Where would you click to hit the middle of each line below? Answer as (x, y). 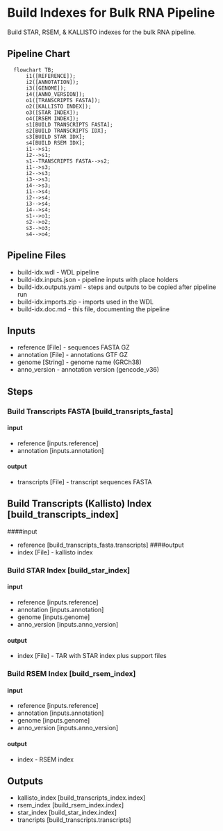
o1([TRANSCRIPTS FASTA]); (63, 100)
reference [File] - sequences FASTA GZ (73, 347)
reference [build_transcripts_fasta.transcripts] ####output (100, 545)
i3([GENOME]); (46, 88)
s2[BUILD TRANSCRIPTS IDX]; (66, 131)
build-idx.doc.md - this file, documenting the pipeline (93, 309)
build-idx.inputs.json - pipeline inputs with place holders (98, 279)
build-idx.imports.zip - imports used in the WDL (85, 302)
